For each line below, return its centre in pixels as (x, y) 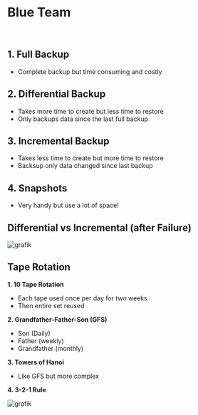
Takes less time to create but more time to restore (90, 158)
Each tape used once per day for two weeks (82, 298)
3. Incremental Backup (58, 141)
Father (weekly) (41, 341)
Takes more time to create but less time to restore (90, 111)
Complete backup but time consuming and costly (90, 71)
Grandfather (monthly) (51, 348)
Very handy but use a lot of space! (68, 205)
